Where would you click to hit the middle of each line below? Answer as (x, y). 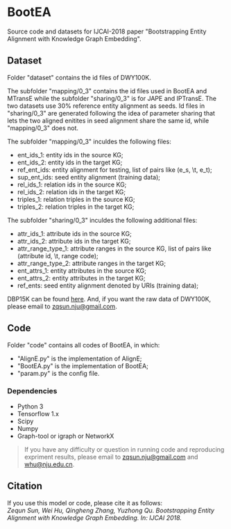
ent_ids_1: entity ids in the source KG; (70, 155)
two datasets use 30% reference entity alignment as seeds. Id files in (106, 106)
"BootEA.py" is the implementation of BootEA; (83, 365)
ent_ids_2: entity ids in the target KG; (70, 162)
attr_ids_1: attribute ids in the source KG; (74, 233)
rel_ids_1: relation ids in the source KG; (72, 184)
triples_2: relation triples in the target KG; (76, 207)
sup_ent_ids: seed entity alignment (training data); (89, 177)
